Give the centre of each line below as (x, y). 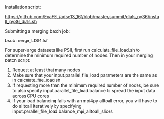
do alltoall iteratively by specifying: (47, 106)
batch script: (18, 60)
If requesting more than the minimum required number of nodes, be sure (85, 85)
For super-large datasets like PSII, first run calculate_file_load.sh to (73, 50)
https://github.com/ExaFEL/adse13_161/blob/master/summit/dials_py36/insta (82, 16)
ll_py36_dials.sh (21, 22)
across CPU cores (30, 96)
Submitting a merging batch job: (38, 31)
